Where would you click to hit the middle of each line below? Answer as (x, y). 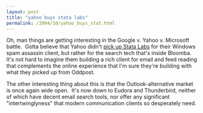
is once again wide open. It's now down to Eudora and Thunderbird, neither (101, 91)
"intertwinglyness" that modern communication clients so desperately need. (101, 103)
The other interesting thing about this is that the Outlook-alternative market (100, 84)
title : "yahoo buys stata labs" (47, 18)
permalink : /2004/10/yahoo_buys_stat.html (61, 23)
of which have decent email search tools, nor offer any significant (88, 97)
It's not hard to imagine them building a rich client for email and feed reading (102, 60)
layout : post (23, 12)
